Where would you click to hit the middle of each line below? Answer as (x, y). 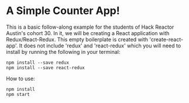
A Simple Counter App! (63, 11)
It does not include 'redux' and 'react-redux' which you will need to (100, 46)
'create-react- (166, 39)
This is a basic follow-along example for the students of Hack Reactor (90, 27)
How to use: (20, 78)
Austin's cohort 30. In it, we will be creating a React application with (88, 33)
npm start (18, 94)
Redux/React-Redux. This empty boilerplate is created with (77, 39)
